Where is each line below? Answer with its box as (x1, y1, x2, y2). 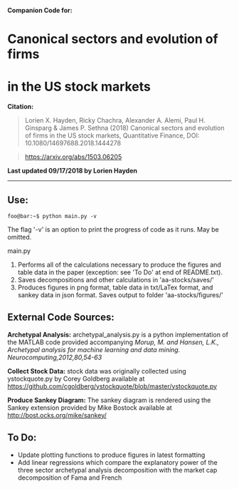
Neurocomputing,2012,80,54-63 (7, 353, 102, 361)
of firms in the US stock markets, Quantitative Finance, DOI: (24, 131, 200, 140)
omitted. (7, 232, 32, 241)
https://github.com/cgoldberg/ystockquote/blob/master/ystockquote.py (7, 381, 218, 391)
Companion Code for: (7, 6, 73, 14)
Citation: (7, 103, 34, 111)
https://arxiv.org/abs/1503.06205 (24, 153, 122, 161)
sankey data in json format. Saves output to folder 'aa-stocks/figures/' (17, 290, 224, 299)
